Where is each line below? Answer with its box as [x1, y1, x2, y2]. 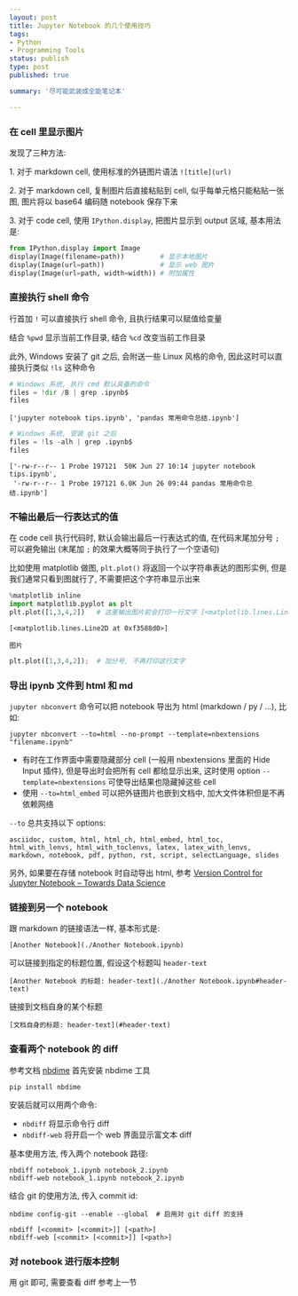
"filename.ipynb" [9, 738, 74, 747]
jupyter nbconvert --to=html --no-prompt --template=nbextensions [9, 730, 260, 739]
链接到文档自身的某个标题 [9, 1001, 103, 1012]
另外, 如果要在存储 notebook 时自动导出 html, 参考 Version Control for [9, 867, 263, 879]
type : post [9, 63, 50, 72]
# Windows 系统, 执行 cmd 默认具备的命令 [9, 379, 150, 389]
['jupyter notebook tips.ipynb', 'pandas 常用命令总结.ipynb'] [9, 414, 239, 423]
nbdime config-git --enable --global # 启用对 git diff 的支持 [9, 1209, 244, 1219]
